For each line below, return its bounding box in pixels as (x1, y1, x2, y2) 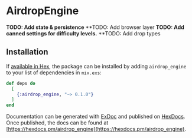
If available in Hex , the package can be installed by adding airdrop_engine (6, 63, 187, 70)
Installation (6, 47, 48, 57)
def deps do (6, 80, 35, 86)
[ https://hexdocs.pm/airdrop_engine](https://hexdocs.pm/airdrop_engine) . (6, 126, 186, 133)
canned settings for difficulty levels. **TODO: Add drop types (6, 29, 161, 37)
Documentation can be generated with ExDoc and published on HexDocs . (6, 113, 186, 120)
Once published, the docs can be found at (6, 119, 109, 126)
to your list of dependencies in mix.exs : (6, 69, 102, 76)
